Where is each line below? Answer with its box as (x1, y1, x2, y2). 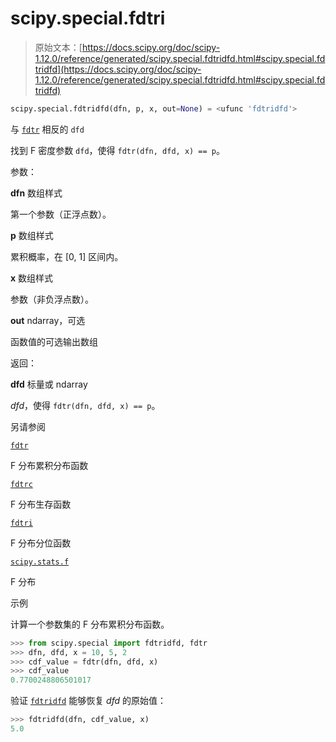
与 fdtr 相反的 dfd (10, 123, 85, 135)
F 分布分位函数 (10, 537, 72, 549)
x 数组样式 (10, 272, 54, 284)
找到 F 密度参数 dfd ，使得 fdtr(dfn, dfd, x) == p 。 (10, 144, 225, 156)
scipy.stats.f (10, 557, 70, 567)
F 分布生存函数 (10, 498, 72, 510)
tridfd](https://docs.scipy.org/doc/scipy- (34, 63, 202, 75)
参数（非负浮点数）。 (10, 293, 94, 305)
